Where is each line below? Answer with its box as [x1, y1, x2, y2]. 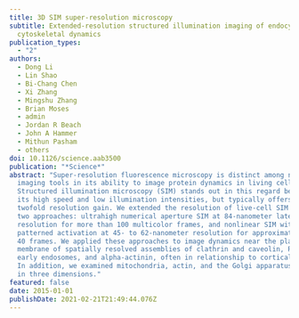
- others [17, 145, 50, 154]
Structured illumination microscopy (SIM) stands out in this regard [17, 187, 280, 196]
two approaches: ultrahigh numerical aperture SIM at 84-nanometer [17, 211, 273, 221]
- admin [17, 112, 46, 121]
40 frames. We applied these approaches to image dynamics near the [17, 237, 277, 246]
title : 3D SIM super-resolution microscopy [9, 12, 174, 22]
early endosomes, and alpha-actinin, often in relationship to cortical [17, 253, 293, 263]
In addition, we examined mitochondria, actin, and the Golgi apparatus [17, 262, 293, 271]
